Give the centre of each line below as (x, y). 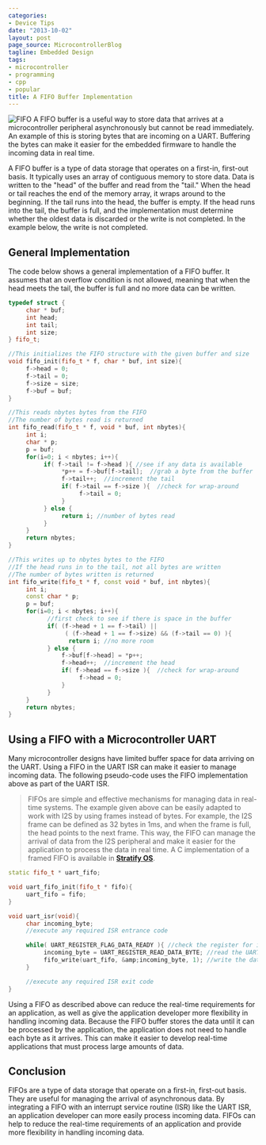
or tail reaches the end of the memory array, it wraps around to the (117, 194)
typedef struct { (37, 303)
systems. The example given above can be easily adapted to (142, 808)
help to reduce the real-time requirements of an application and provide (125, 1124)
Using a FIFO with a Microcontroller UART (112, 739)
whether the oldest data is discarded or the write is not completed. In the (127, 219)
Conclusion (37, 1071)
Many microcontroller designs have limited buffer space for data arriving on (131, 759)
